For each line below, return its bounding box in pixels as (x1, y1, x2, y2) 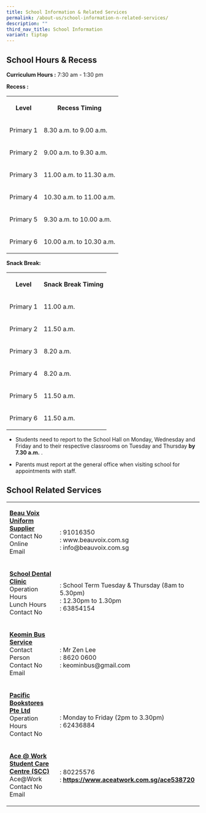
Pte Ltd (9, 706, 31, 715)
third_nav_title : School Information (6, 26, 103, 33)
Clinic (9, 577, 27, 585)
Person (9, 653, 30, 662)
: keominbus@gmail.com (59, 660, 131, 669)
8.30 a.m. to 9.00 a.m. (44, 125, 108, 134)
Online (9, 539, 29, 548)
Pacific (9, 691, 31, 699)
